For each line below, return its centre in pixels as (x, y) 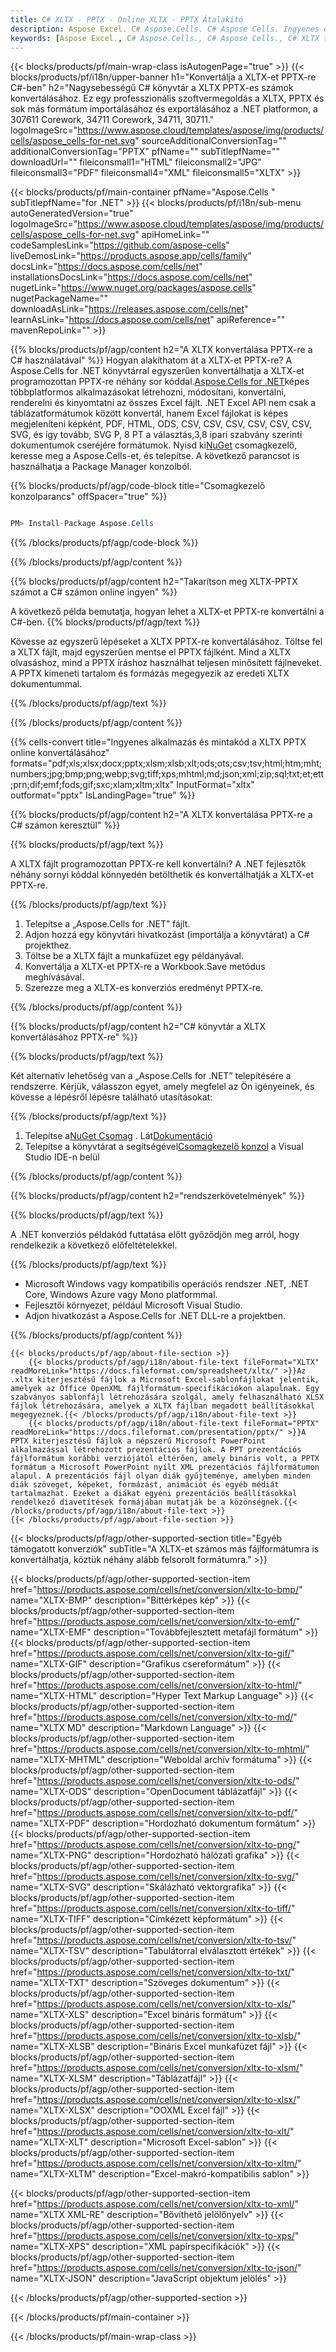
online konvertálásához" (60, 753)
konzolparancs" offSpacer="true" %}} (89, 497)
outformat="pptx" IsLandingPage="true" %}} (103, 795)
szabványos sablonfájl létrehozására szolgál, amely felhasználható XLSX (167, 1397)
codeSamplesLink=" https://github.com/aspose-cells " (120, 245)
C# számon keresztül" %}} (65, 825)
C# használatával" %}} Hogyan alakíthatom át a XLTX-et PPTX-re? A (151, 360)
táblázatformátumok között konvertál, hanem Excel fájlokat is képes (149, 413)
